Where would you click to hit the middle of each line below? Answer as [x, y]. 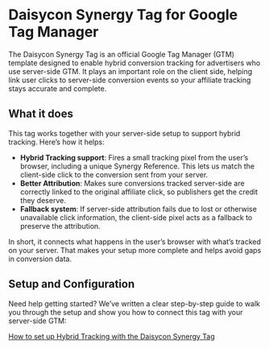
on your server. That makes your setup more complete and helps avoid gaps [135, 250]
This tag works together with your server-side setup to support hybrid [124, 133]
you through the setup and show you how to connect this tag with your [126, 312]
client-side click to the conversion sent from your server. [114, 174]
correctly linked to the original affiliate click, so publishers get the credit [139, 192]
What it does [41, 114]
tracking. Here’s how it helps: [56, 142]
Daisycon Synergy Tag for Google [123, 15]
